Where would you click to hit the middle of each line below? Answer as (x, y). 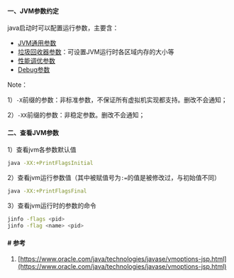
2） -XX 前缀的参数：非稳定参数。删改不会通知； (76, 115)
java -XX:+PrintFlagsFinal (47, 191)
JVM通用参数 (37, 43)
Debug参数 (34, 70)
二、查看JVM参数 (33, 132)
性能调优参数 (36, 61)
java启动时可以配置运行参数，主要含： (63, 28)
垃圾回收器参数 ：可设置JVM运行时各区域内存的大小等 (96, 52)
